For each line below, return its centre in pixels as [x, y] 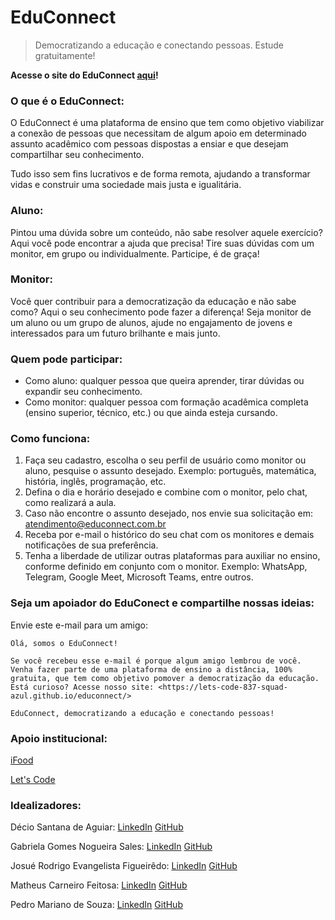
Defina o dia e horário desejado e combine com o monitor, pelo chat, [166, 492]
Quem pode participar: [66, 359]
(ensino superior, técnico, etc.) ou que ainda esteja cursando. [151, 413]
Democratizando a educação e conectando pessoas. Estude [159, 45]
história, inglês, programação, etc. [95, 482]
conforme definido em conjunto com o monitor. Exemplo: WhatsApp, [166, 567]
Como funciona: [50, 439]
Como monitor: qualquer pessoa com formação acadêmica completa [166, 402]
